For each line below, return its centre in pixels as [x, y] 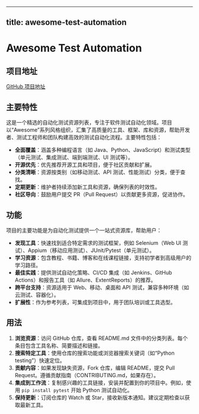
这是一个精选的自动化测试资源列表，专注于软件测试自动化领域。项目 [89, 123]
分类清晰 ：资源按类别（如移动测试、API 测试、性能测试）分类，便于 [97, 172]
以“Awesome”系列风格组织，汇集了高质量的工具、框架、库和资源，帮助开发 [98, 130]
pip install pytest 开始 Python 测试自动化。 [77, 390]
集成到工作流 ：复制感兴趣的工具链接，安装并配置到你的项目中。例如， [100, 383]
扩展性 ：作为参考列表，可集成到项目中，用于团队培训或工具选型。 [95, 302]
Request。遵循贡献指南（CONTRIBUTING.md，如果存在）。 [87, 375]
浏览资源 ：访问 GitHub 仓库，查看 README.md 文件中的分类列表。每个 [101, 338]
